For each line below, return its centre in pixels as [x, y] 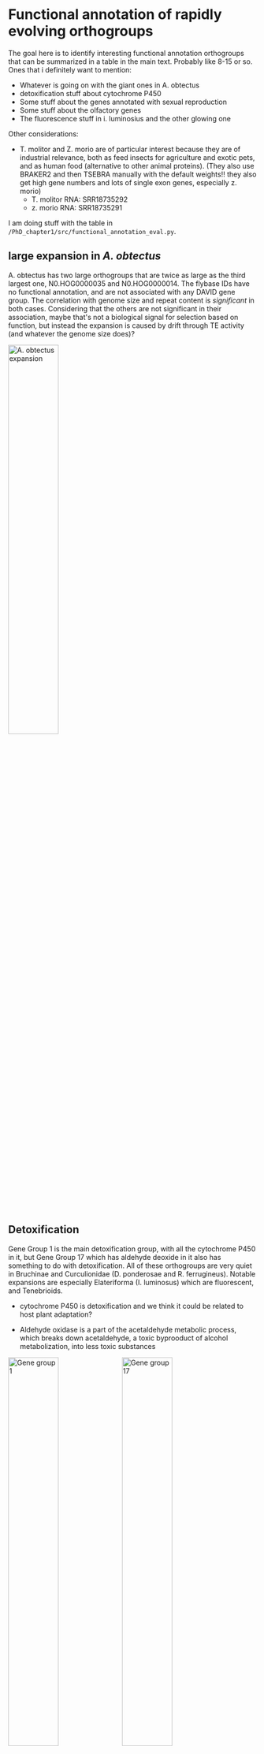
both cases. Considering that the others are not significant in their [115, 308]
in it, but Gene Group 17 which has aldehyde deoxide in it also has [115, 1257]
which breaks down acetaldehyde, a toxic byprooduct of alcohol [124, 1338]
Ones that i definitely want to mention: [70, 69]
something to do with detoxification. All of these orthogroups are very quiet [130, 1265]
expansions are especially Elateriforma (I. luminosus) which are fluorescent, [131, 1282]
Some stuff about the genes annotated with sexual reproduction [123, 102]
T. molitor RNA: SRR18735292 [80, 199]
